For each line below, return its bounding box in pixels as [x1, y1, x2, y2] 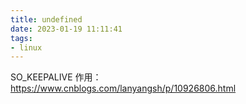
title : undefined [10, 14, 83, 25]
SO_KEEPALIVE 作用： [10, 71, 102, 83]
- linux [10, 42, 43, 53]
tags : [10, 33, 33, 43]
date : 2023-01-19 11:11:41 [10, 24, 123, 34]
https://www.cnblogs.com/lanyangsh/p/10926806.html [10, 82, 237, 95]
